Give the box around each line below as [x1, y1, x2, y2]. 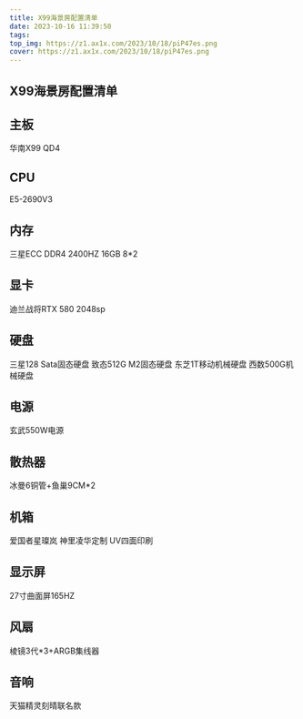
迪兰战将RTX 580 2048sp [9, 303, 106, 314]
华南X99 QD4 [9, 143, 61, 154]
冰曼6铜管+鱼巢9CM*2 [9, 480, 96, 491]
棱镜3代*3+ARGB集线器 [9, 645, 100, 656]
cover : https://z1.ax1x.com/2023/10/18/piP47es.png [9, 47, 209, 56]
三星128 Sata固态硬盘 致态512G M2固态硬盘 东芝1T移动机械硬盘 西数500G [9, 359, 287, 370]
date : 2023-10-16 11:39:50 [9, 22, 112, 31]
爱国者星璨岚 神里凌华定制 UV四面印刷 [9, 535, 153, 546]
